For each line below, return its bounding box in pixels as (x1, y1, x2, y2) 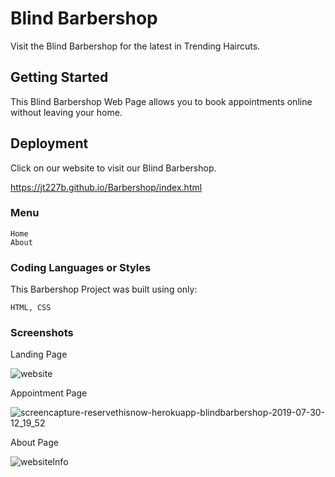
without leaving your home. (10, 106, 123, 118)
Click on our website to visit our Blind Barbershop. (10, 162, 217, 174)
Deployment (10, 135, 89, 152)
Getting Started (10, 69, 109, 86)
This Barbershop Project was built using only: (10, 283, 198, 296)
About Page (10, 437, 59, 449)
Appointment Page (10, 387, 88, 399)
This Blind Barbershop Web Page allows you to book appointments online (10, 95, 313, 107)
